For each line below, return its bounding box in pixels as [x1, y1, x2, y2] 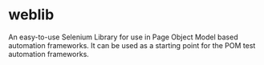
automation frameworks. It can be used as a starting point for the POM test [8, 40, 256, 50]
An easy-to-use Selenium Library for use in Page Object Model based [8, 32, 238, 42]
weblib [8, 6, 55, 24]
